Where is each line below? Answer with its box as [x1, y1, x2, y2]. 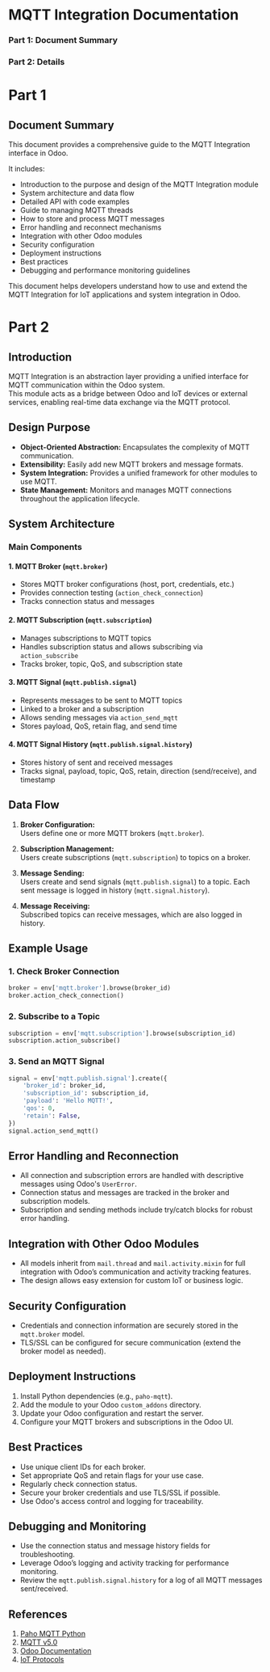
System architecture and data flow [19, 188, 135, 198]
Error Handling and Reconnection [8, 1149, 179, 1163]
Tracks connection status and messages [19, 597, 155, 606]
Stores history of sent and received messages [19, 758, 173, 767]
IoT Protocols [19, 1655, 64, 1665]
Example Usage [8, 942, 89, 956]
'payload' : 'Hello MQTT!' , [23, 1097, 114, 1105]
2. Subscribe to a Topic [8, 1011, 101, 1022]
